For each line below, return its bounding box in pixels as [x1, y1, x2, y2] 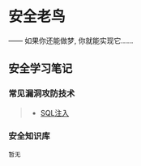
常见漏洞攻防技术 [8, 88, 75, 100]
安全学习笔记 [8, 62, 73, 75]
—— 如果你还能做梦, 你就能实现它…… [8, 36, 134, 45]
